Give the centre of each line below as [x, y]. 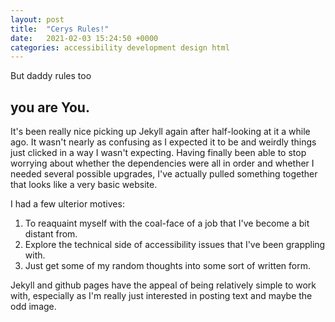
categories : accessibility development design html [120, 47]
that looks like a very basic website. [84, 185]
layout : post [37, 19]
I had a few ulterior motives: [67, 204]
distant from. [51, 234]
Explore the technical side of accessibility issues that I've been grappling [175, 245]
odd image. [33, 307]
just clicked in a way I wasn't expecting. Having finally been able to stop [158, 153]
